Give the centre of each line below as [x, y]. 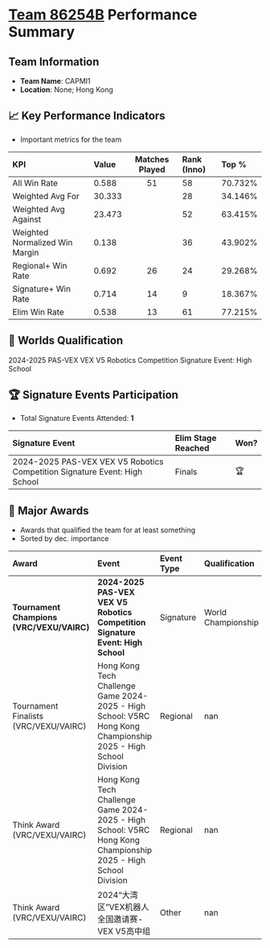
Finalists [28, 717]
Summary [41, 32]
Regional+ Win [40, 265]
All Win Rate [35, 183]
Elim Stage [196, 439]
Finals [186, 472]
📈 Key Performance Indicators [87, 116]
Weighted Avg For [46, 196]
